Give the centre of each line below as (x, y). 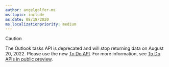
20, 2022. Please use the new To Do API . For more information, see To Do (83, 54)
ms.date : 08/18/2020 (27, 19)
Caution (14, 39)
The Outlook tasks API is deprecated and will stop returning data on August (84, 48)
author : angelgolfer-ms (31, 10)
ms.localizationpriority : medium (41, 24)
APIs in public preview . (29, 59)
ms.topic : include (25, 15)
